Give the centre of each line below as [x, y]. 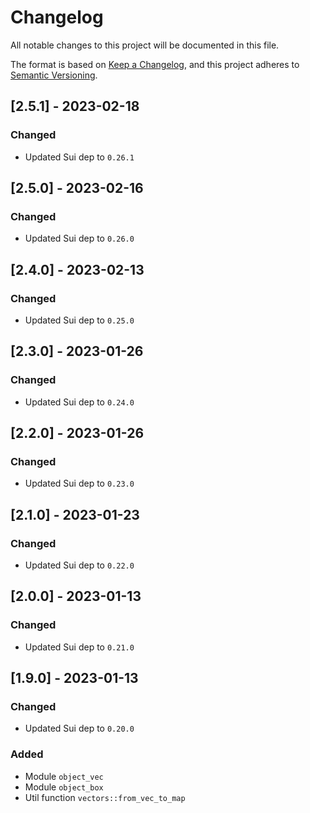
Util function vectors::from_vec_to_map [105, 797]
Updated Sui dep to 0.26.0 [79, 238]
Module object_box [64, 787]
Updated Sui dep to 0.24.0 [79, 402]
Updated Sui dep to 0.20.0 [79, 728]
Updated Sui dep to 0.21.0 [79, 647]
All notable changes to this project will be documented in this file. [145, 45]
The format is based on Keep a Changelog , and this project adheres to [155, 64]
